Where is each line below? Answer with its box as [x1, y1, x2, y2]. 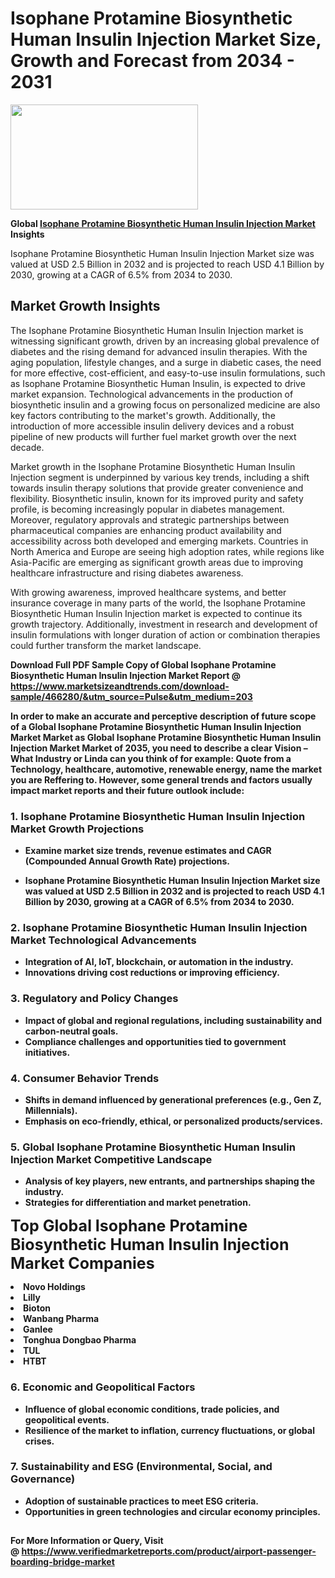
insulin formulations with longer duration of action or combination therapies [10, 628, 321, 641]
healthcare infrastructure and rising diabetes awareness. [10, 567, 244, 579]
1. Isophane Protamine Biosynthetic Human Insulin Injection [10, 809, 306, 823]
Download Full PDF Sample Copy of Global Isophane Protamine [10, 658, 277, 671]
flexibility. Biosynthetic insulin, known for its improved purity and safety [10, 492, 304, 504]
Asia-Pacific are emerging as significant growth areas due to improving [10, 556, 304, 568]
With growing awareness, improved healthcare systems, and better [10, 586, 287, 598]
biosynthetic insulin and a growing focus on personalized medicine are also [10, 398, 321, 411]
